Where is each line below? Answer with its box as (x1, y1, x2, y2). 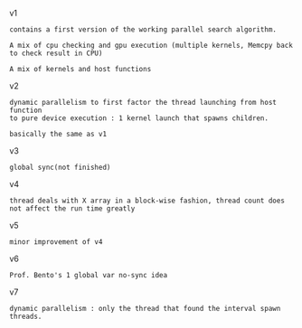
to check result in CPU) (9, 49, 103, 58)
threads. (9, 312, 42, 321)
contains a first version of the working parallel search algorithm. (9, 25, 278, 34)
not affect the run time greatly (9, 204, 136, 213)
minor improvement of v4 (9, 238, 103, 247)
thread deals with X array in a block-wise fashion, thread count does (9, 196, 285, 205)
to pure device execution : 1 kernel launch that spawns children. (9, 114, 269, 123)
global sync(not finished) (9, 163, 111, 172)
